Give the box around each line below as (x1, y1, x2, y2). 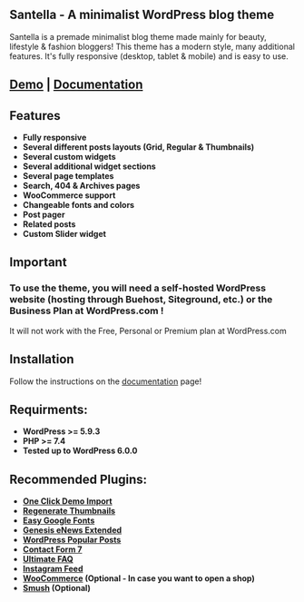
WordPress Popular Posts (22, 535, 122, 546)
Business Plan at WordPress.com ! (9, 304, 164, 317)
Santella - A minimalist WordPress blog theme (9, 7, 275, 23)
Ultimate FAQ (22, 554, 74, 565)
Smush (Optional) (22, 583, 91, 594)
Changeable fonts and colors (22, 200, 134, 211)
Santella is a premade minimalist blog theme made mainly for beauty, (9, 31, 268, 42)
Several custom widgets (22, 152, 116, 163)
